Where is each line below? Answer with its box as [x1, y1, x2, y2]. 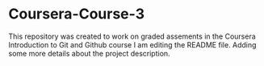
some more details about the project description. [8, 48, 171, 58]
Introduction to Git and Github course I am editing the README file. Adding [8, 39, 257, 49]
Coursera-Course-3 [8, 5, 145, 23]
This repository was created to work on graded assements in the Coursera [8, 31, 256, 41]
